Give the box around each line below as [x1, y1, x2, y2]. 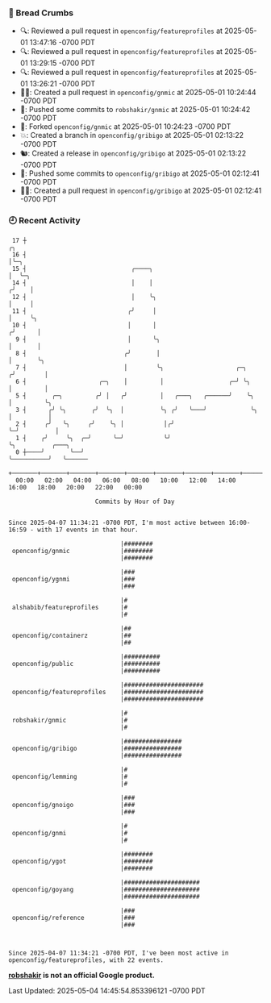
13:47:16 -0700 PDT [29, 38, 95, 48]
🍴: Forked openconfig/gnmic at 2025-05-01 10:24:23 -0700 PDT [19, 122, 231, 131]
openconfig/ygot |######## [11, 857, 153, 865]
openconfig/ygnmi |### [11, 575, 135, 583]
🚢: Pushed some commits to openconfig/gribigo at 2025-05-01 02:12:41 [19, 169, 260, 178]
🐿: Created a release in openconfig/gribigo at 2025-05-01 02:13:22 [19, 148, 247, 158]
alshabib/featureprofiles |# [11, 603, 128, 611]
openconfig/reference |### [11, 914, 135, 922]
